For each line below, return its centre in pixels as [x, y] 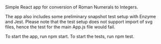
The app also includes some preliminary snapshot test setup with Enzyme [80, 16]
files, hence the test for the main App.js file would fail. [60, 27]
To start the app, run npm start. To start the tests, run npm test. [70, 36]
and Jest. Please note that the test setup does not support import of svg [79, 22]
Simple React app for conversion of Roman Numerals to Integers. [72, 7]
